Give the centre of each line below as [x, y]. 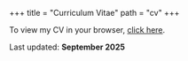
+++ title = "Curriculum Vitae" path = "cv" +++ [94, 13]
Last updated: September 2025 [67, 47]
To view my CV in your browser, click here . [87, 30]
